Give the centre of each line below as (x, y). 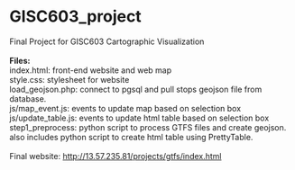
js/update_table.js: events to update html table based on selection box (139, 118)
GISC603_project (75, 17)
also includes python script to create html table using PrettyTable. (131, 137)
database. (28, 98)
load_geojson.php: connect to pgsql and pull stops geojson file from (136, 89)
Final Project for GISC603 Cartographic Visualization (107, 41)
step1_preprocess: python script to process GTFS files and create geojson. (148, 127)
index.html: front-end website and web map (91, 70)
